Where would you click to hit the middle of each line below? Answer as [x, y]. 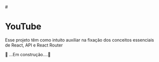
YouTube [23, 27]
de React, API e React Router [34, 45]
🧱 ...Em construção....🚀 [28, 54]
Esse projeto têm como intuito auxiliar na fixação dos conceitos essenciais [79, 40]
